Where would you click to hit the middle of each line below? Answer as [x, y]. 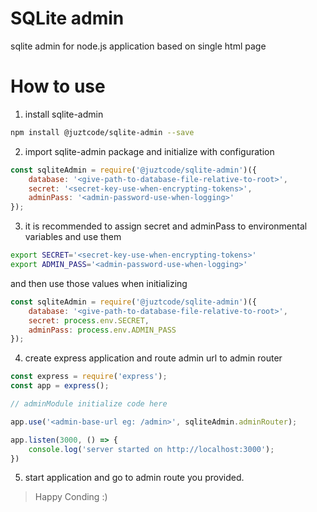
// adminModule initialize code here [89, 404]
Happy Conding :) [71, 497]
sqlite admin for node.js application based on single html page [138, 46]
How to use [58, 86]
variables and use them [73, 237]
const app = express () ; [60, 386]
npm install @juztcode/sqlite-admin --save [102, 132]
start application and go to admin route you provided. [134, 478]
